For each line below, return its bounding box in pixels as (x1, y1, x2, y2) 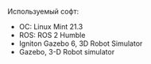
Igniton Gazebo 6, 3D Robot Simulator (18, 39, 143, 48)
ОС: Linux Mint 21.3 (18, 22, 83, 31)
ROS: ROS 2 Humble (18, 31, 86, 40)
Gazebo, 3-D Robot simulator (18, 47, 115, 56)
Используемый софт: (7, 7, 79, 16)
